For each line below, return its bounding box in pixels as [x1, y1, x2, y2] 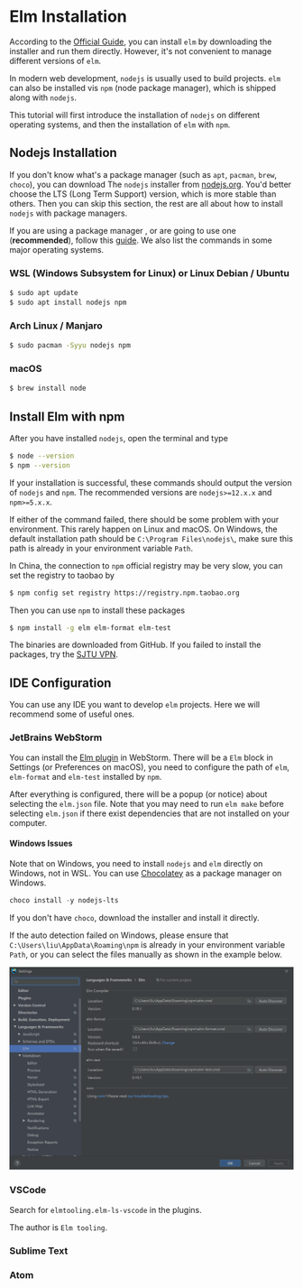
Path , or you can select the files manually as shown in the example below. [9, 949, 282, 959]
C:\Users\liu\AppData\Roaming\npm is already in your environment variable [9, 939, 286, 950]
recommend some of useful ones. [9, 709, 135, 719]
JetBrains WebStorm [9, 731, 103, 744]
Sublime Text [9, 1244, 69, 1256]
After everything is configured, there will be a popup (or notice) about [9, 788, 268, 800]
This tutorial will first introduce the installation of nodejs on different [9, 109, 260, 120]
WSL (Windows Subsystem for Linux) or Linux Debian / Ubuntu [9, 266, 290, 279]
